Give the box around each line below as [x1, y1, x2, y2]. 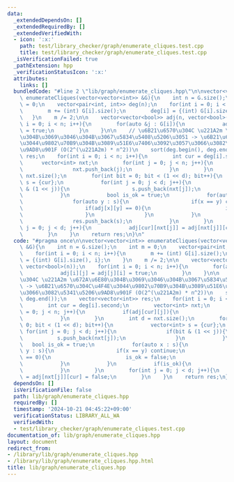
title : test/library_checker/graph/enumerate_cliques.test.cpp [19, 50, 208, 57]
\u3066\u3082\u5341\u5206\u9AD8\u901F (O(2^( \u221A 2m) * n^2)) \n [19, 289, 214, 296]
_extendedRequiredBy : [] [13, 23, 86, 30]
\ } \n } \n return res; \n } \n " [19, 231, 145, 238]
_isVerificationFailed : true [13, 56, 98, 63]
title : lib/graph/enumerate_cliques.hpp [7, 465, 127, 472]
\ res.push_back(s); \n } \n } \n [19, 218, 214, 225]
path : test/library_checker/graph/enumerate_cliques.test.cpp [19, 43, 204, 50]
